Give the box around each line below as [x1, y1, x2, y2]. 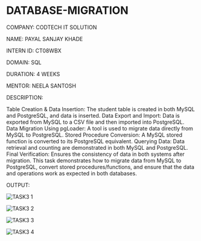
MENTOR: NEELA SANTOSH [6, 82, 77, 89]
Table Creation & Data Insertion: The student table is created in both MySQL [6, 105, 195, 112]
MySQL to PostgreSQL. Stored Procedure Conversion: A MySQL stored [6, 131, 183, 138]
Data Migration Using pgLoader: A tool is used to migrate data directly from [6, 124, 193, 132]
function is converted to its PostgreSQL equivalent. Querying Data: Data [6, 137, 185, 145]
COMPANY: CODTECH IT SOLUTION [6, 24, 97, 31]
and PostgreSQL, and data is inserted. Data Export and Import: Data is [6, 112, 180, 119]
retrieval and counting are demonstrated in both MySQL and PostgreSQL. [6, 144, 188, 151]
